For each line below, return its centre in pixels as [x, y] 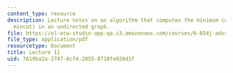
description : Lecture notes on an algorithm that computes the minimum [113, 20]
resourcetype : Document [42, 46]
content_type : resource [42, 14]
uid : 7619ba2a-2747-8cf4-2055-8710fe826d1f [71, 59]
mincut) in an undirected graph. [62, 26]
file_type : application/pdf [48, 40]
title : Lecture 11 [34, 53]
